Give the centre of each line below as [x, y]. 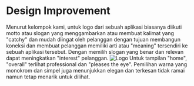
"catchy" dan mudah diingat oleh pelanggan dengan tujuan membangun [93, 39]
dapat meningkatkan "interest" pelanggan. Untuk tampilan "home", [96, 58]
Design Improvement [58, 11]
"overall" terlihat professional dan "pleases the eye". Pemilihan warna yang [97, 64]
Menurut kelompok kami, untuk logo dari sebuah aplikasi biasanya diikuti [94, 27]
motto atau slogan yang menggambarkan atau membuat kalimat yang [90, 33]
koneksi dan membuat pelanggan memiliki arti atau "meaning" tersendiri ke [97, 46]
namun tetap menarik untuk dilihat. [48, 77]
